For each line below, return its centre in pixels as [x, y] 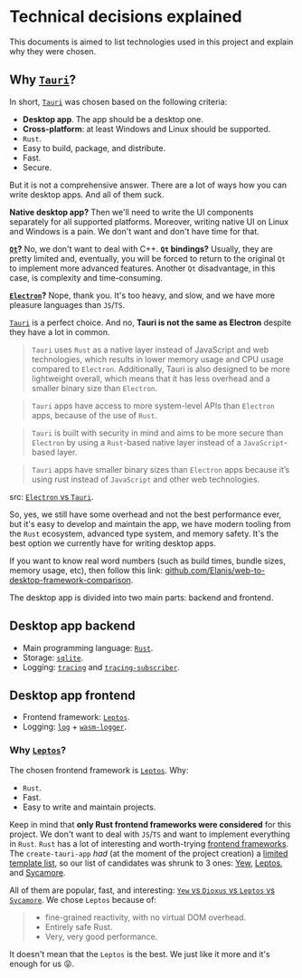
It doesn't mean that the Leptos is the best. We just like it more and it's [140, 954]
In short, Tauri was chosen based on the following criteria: [118, 101]
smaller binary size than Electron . [94, 388]
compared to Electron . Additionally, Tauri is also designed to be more [161, 369]
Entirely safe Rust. [79, 926]
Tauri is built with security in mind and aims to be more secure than [157, 433]
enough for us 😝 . [42, 964]
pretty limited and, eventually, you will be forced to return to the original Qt [148, 258]
